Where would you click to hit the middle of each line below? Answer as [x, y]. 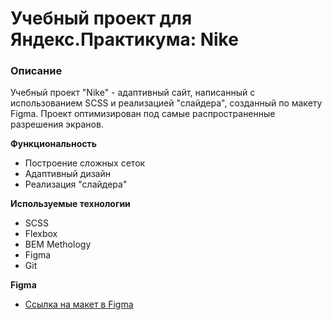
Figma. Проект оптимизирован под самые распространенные [143, 114]
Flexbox [41, 234]
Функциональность [54, 144]
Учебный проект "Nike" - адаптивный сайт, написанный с [133, 93]
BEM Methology [58, 244]
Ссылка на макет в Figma [79, 304]
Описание [36, 71]
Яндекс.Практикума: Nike [124, 39]
